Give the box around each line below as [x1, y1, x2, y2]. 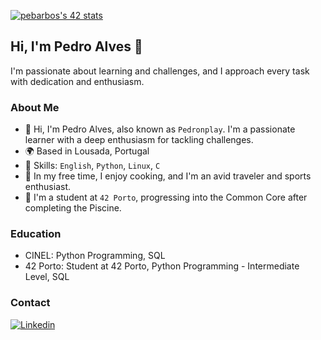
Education [10, 227, 62, 241]
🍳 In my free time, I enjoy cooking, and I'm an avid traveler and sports [24, 170, 312, 182]
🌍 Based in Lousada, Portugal [24, 145, 150, 157]
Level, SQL [24, 271, 70, 283]
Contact [10, 296, 51, 310]
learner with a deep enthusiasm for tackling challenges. [24, 134, 254, 146]
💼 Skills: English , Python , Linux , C [24, 160, 161, 172]
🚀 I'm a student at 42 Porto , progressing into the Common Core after [24, 191, 308, 204]
